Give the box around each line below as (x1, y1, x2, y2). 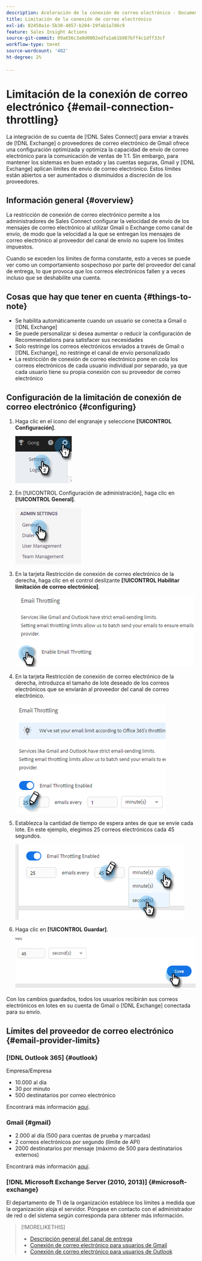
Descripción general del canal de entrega (29, 1235, 133, 1242)
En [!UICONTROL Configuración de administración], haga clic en (14, 489, 175, 496)
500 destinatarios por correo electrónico (14, 1092, 116, 1099)
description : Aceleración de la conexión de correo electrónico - (6, 10, 176, 16)
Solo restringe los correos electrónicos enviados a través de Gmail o (14, 343, 185, 350)
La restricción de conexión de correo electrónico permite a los (6, 211, 161, 218)
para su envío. (6, 1008, 42, 1016)
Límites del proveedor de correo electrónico (6, 1026, 174, 1036)
